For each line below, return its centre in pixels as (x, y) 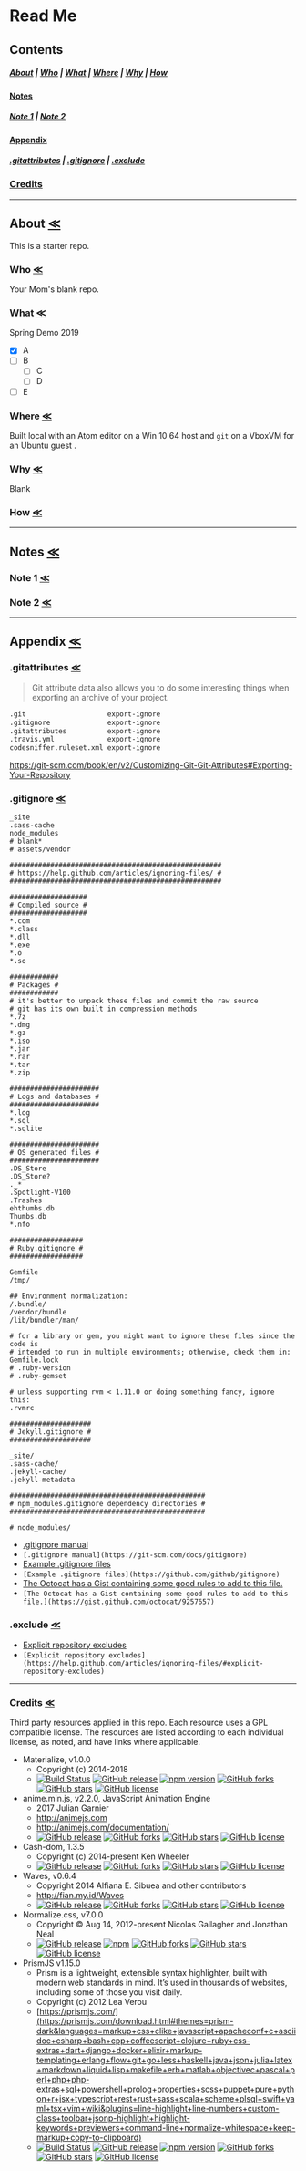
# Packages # (34, 985)
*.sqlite (26, 1129)
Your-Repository (40, 775)
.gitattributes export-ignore (85, 731)
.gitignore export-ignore (85, 722)
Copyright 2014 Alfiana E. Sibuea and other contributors (141, 1885)
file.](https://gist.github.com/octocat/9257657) (119, 1602)
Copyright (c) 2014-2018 (82, 1770)
